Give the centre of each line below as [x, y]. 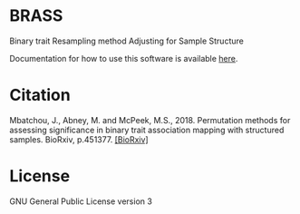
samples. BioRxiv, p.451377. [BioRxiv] [79, 139]
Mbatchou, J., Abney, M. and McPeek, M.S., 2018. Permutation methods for [150, 120]
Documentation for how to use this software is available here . [124, 58]
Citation [40, 95]
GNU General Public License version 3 [81, 201]
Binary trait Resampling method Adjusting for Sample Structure [127, 41]
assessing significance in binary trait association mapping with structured [147, 130]
